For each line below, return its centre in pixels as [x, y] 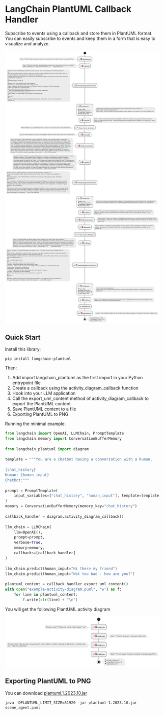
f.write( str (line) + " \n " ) [50, 600]
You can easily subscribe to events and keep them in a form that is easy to [80, 38]
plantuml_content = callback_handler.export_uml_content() [67, 584]
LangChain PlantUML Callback [68, 9]
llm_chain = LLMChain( [28, 527]
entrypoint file [26, 383]
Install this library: [23, 349]
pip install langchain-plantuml [38, 358]
